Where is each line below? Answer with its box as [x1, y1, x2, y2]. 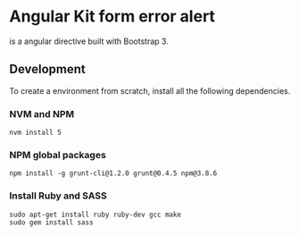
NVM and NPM [9, 107, 74, 120]
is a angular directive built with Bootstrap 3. [9, 36, 170, 46]
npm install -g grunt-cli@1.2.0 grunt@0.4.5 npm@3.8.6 [9, 169, 218, 178]
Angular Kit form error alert [9, 6, 216, 27]
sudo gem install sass [9, 217, 94, 227]
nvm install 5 [9, 128, 62, 138]
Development [9, 62, 87, 77]
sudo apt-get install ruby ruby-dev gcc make [9, 210, 181, 219]
